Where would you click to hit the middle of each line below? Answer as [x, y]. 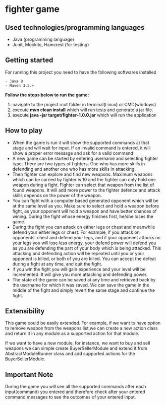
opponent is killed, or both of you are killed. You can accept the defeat [84, 259]
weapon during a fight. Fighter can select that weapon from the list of [83, 185]
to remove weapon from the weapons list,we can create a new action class [82, 328]
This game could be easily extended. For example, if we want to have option [83, 323]
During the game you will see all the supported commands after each [76, 387]
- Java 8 [14, 81]
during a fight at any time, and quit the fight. [57, 264]
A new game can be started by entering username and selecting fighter [85, 158]
